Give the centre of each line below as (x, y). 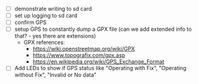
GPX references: (44, 42)
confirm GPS (30, 22)
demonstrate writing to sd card (53, 9)
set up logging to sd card (46, 16)
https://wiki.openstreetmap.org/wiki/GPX (84, 49)
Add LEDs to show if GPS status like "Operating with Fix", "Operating (100, 68)
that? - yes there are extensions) (55, 36)
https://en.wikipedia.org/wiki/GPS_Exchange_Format (98, 62)
